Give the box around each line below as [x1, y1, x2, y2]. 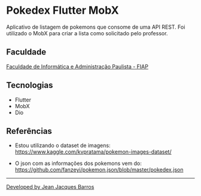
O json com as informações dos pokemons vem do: [14, 160, 142, 167]
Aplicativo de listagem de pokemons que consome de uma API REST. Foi [6, 23, 185, 30]
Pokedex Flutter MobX [6, 4, 119, 17]
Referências [6, 126, 53, 136]
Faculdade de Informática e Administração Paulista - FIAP [6, 63, 148, 70]
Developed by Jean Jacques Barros [6, 183, 95, 191]
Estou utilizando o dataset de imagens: [14, 142, 111, 149]
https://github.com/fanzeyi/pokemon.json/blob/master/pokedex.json [14, 166, 184, 173]
